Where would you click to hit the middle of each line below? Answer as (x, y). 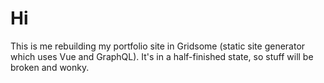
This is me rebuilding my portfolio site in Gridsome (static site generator (158, 46)
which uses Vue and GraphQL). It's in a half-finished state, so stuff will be (162, 56)
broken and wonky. (50, 67)
